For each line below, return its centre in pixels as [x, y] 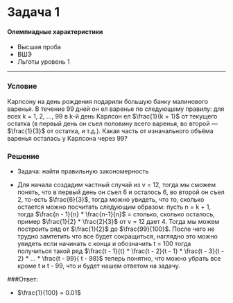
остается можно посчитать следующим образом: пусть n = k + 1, [114, 207]
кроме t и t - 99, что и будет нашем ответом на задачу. [98, 266]
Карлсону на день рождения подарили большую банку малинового [108, 101]
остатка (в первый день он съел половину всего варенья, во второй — [113, 123]
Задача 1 [34, 12]
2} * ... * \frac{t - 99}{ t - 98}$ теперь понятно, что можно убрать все [119, 258]
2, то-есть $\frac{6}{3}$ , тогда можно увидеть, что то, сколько [111, 199]
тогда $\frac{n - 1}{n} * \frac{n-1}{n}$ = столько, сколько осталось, [116, 214]
